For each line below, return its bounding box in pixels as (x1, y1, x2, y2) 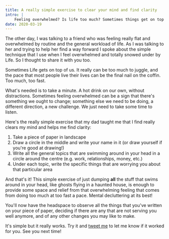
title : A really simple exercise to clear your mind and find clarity (5, 7, 157, 13)
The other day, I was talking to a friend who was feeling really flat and (5, 36, 150, 42)
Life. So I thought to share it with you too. (5, 57, 91, 63)
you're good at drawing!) (12, 145, 65, 151)
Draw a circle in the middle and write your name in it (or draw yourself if (12, 140, 162, 146)
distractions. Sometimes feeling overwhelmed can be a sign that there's (5, 93, 155, 99)
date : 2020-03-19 (5, 21, 42, 27)
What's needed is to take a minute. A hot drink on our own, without (5, 87, 145, 94)
